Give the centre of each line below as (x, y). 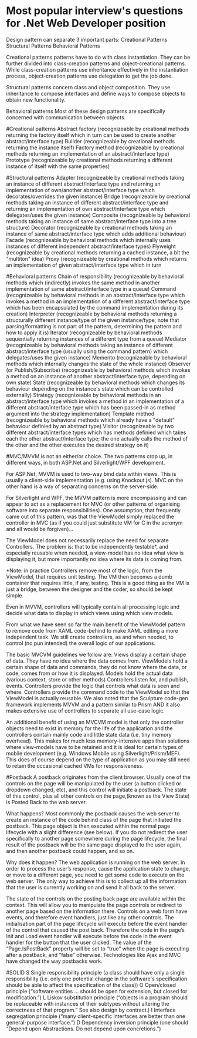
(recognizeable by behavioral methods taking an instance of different (89, 345)
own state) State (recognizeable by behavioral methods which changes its (96, 382)
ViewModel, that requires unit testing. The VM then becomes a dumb (89, 576)
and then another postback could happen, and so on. (70, 851)
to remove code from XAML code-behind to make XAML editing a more (92, 630)
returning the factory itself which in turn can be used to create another (91, 135)
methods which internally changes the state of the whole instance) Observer (98, 364)
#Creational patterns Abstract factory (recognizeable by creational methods (98, 129)
